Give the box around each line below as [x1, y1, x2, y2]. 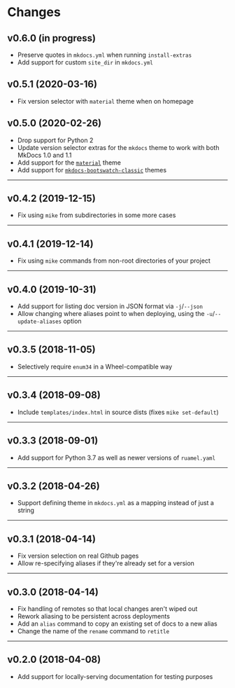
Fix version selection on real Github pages [17, 551, 139, 560]
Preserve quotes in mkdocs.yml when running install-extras [17, 50, 192, 59]
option [62, 317, 82, 326]
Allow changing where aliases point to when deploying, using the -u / [17, 310, 215, 318]
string [17, 506, 35, 515]
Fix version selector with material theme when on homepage [17, 97, 194, 105]
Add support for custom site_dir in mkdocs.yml [17, 58, 154, 67]
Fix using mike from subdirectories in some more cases [17, 211, 176, 219]
